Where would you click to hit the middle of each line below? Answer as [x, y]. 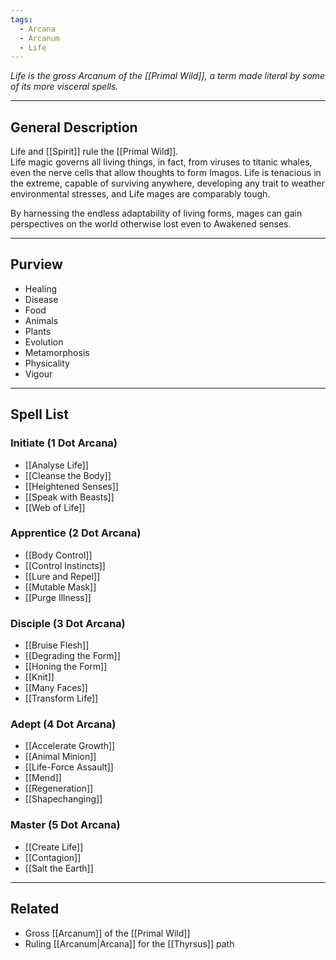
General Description [74, 127]
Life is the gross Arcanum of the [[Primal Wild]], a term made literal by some [168, 76]
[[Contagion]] [53, 857]
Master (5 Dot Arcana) [65, 825]
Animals [41, 320]
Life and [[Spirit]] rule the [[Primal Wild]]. [94, 152]
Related [35, 909]
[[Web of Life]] [55, 507]
